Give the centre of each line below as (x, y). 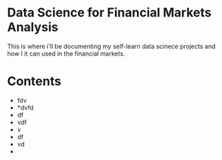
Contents (34, 81)
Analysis (33, 27)
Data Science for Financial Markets (109, 13)
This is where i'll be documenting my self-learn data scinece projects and (111, 46)
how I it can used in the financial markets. (66, 54)
